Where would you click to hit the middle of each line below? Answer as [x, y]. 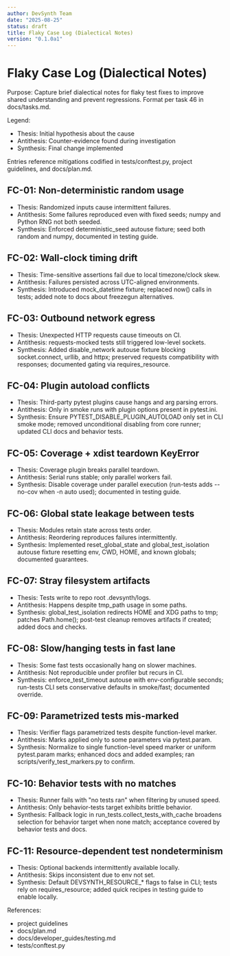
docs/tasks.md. [29, 107]
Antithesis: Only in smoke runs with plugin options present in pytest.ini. [117, 410]
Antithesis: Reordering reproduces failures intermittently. [97, 537]
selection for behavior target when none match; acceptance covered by [118, 822]
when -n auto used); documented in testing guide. [110, 492]
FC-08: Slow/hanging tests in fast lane [91, 648]
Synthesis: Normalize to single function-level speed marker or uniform [116, 747]
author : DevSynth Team [39, 13]
